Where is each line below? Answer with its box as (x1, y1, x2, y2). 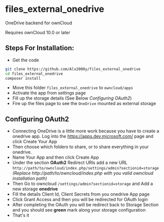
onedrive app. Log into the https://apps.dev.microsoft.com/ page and (12, 133, 154, 139)
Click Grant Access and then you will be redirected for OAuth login (12, 197, 148, 203)
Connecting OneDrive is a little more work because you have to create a (12, 128, 160, 134)
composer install (5, 76, 41, 81)
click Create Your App (12, 139, 57, 145)
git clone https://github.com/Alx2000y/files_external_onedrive (5, 66, 141, 71)
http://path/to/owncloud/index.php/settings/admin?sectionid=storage (12, 166, 160, 171)
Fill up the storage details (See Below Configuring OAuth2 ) (12, 95, 132, 101)
